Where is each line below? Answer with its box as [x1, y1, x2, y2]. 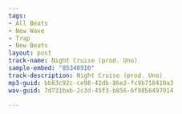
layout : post [8, 49, 52, 57]
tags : [8, 11, 26, 20]
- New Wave [8, 26, 45, 35]
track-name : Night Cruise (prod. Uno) [8, 57, 138, 65]
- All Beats [8, 19, 48, 27]
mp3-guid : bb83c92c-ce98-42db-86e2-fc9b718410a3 [8, 79, 174, 87]
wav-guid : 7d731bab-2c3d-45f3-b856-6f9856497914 [8, 86, 174, 95]
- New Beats [8, 42, 48, 50]
